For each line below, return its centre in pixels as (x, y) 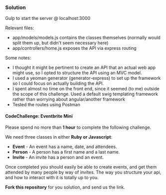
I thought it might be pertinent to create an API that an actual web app (84, 68)
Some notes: (18, 58)
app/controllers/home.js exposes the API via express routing (75, 48)
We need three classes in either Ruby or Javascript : (59, 137)
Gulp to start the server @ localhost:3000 (48, 18)
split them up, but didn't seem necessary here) (60, 43)
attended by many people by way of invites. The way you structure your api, (83, 172)
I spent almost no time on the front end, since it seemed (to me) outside (86, 89)
